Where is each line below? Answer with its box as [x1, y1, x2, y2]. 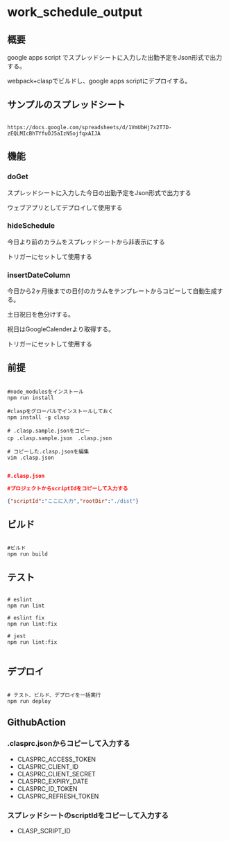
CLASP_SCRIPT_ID [17, 826, 71, 835]
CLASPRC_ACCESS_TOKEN [17, 755, 96, 763]
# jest [7, 633, 26, 640]
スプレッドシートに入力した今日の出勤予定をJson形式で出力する [7, 188, 192, 197]
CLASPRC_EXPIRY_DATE [17, 777, 89, 785]
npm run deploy [7, 697, 51, 705]
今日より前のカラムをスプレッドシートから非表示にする [7, 238, 165, 246]
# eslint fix [7, 615, 45, 622]
